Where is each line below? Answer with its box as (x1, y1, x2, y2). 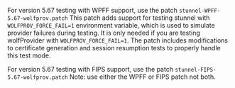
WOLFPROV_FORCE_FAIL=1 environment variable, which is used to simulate (7, 21, 215, 29)
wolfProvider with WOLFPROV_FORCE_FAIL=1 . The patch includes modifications (7, 36, 229, 45)
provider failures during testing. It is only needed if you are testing (7, 28, 201, 37)
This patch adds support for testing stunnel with (69, 13, 210, 22)
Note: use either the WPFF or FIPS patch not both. (69, 72, 216, 81)
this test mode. (7, 51, 51, 60)
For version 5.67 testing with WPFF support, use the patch (7, 6, 177, 14)
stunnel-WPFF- (178, 7, 221, 14)
